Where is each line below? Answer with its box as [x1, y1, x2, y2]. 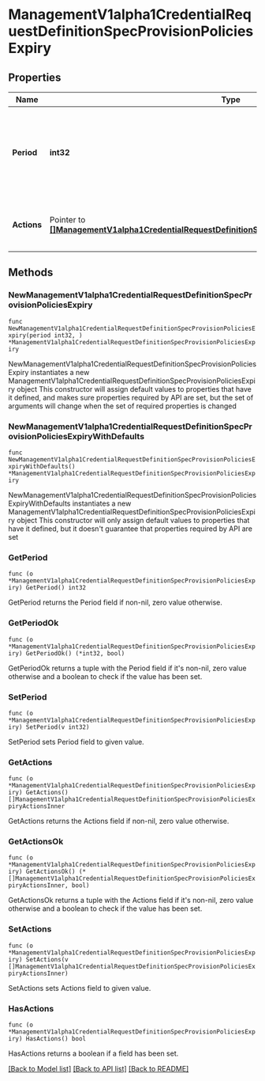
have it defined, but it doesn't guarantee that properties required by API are [8, 524, 252, 533]
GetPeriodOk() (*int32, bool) [25, 649, 125, 658]
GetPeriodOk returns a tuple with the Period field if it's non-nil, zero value [8, 663, 247, 673]
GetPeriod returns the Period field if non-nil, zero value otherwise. [8, 597, 223, 607]
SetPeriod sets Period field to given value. [8, 737, 144, 746]
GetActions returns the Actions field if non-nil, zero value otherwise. [8, 817, 230, 826]
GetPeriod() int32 [25, 584, 87, 592]
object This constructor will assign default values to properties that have [17, 384, 252, 393]
